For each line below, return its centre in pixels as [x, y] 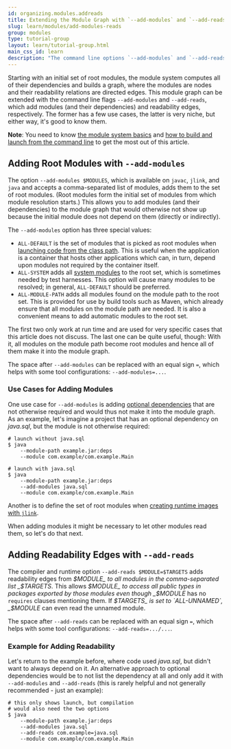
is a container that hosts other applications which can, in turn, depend [117, 257]
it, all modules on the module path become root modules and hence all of [111, 344]
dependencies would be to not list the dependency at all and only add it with [115, 676]
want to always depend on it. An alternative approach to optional [99, 668]
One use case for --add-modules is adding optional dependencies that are [111, 404]
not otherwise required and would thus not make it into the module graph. [112, 412]
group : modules [29, 33]
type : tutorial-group [39, 39]
